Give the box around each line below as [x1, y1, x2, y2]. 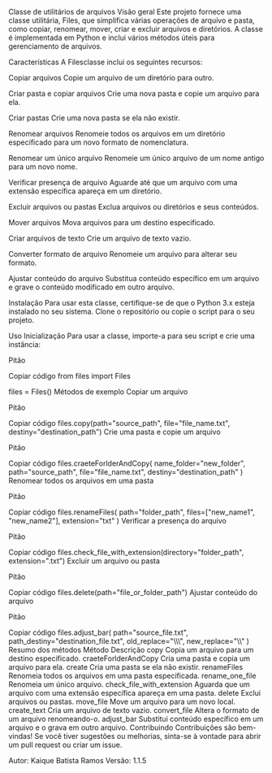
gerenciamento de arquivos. [8, 41, 103, 51]
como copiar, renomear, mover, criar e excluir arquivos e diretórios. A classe [8, 24, 264, 33]
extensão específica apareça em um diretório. [8, 186, 162, 196]
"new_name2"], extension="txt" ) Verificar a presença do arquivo [8, 516, 227, 525]
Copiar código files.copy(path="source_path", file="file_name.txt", [8, 419, 231, 428]
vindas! [8, 732, 33, 740]
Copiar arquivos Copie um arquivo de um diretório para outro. [8, 73, 214, 82]
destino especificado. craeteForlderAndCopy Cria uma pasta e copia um [8, 654, 250, 663]
